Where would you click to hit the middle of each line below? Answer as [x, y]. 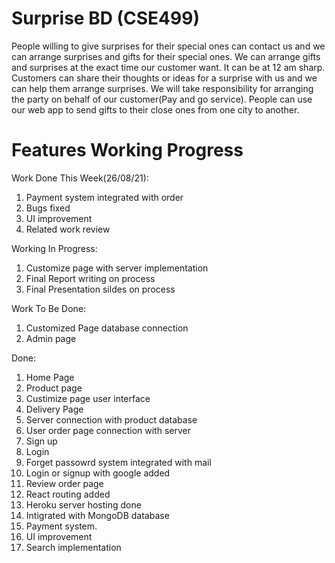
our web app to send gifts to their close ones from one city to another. [155, 109]
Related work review [68, 229]
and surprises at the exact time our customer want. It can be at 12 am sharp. [168, 67]
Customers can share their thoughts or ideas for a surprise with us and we [164, 78]
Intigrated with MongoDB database [97, 515]
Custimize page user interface [88, 398]
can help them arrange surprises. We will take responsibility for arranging [162, 88]
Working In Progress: [54, 248]
